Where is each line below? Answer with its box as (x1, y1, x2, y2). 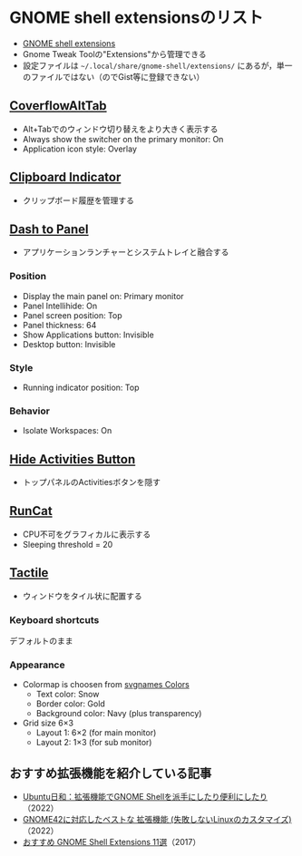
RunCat (9, 503, 53, 519)
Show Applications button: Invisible (22, 329, 154, 340)
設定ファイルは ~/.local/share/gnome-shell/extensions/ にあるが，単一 (22, 60, 293, 71)
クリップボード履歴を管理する (22, 195, 134, 206)
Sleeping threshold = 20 (22, 539, 113, 550)
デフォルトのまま (9, 636, 73, 646)
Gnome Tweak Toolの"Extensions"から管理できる (22, 48, 207, 59)
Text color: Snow (35, 689, 100, 700)
